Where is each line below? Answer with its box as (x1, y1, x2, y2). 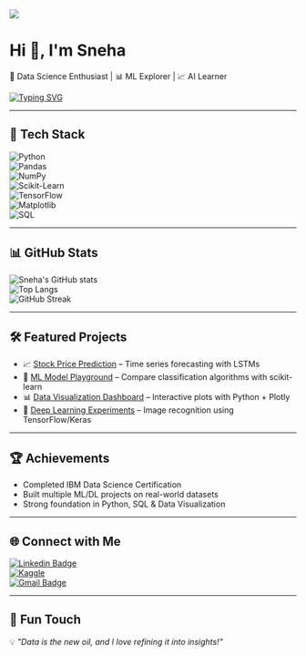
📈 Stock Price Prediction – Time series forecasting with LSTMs (22, 359, 260, 370)
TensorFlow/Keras (22, 415, 92, 425)
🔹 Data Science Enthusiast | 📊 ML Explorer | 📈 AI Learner (9, 70, 228, 81)
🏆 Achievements (9, 450, 110, 466)
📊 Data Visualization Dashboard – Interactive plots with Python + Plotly (22, 392, 291, 403)
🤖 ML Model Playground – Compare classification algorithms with (22, 372, 268, 383)
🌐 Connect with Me (9, 533, 121, 549)
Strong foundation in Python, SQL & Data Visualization (22, 498, 226, 509)
